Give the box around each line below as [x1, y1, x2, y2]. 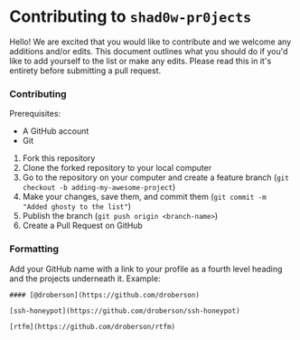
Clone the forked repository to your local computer [22, 163, 212, 174]
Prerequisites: [9, 109, 61, 119]
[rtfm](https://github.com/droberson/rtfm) [9, 322, 176, 331]
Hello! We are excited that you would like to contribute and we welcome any [9, 36, 292, 47]
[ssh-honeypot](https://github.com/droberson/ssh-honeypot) [9, 306, 241, 316]
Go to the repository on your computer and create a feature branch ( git [22, 172, 289, 183]
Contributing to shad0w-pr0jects [9, 6, 252, 27]
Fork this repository [22, 153, 96, 164]
